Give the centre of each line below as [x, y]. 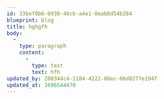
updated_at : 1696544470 [41, 85]
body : [14, 33]
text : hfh [46, 72]
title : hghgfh [27, 26]
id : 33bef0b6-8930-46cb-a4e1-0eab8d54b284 [69, 14]
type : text [48, 66]
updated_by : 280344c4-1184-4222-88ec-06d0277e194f [82, 78]
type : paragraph [43, 46]
